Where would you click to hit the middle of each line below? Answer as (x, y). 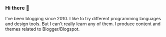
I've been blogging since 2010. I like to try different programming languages (83, 19)
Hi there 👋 (17, 8)
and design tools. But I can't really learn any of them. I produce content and (83, 24)
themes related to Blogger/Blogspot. (42, 29)
